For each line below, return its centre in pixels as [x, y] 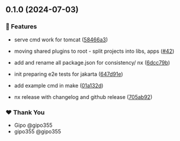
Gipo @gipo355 [33, 125]
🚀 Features [21, 27]
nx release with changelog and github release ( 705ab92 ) [83, 97]
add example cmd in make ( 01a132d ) [59, 85]
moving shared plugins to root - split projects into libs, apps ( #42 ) [94, 51]
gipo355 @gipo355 [38, 131]
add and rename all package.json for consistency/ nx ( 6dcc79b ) [92, 62]
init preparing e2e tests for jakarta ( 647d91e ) [69, 74]
